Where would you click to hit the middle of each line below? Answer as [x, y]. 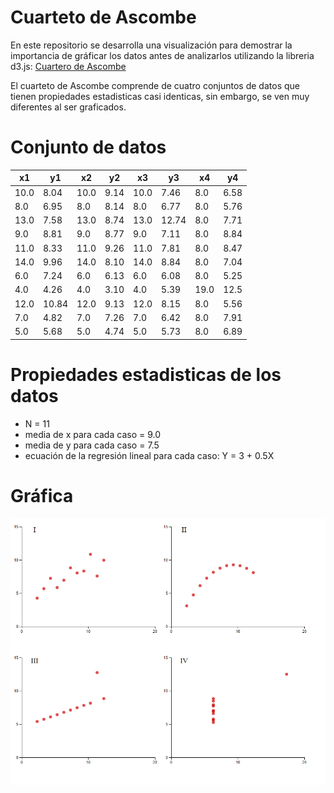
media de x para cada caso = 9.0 [92, 434]
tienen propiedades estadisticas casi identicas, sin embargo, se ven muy [160, 96]
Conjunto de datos [88, 147]
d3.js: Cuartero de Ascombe [68, 66]
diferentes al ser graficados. [68, 107]
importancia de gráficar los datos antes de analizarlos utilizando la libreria [162, 55]
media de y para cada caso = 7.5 [92, 445]
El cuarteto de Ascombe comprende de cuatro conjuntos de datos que [155, 85]
